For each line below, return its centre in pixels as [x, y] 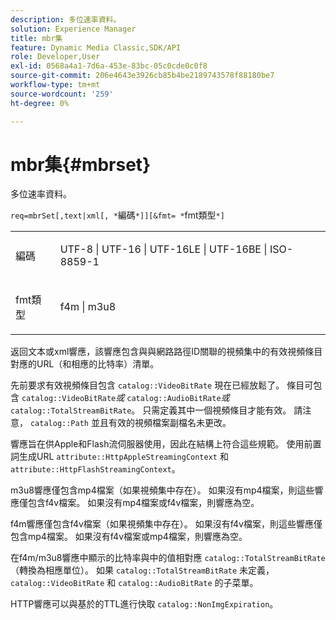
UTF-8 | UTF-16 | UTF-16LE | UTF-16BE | [163, 249]
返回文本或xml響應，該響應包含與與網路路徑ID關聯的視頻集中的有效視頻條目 [166, 352]
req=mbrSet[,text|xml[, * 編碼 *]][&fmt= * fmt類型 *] [117, 215]
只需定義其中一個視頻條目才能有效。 [217, 410]
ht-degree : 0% [40, 103]
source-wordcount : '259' [62, 94]
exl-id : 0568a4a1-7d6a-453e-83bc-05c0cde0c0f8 [109, 66]
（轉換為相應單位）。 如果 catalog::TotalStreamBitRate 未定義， [142, 570]
